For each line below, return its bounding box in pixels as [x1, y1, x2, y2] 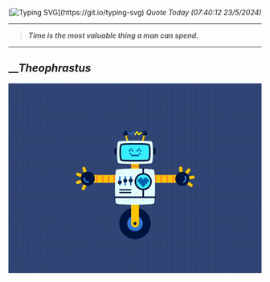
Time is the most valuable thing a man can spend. [27, 31, 199, 40]
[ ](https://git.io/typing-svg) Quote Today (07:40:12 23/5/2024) [8, 8, 262, 17]
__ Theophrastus [8, 61, 92, 76]
